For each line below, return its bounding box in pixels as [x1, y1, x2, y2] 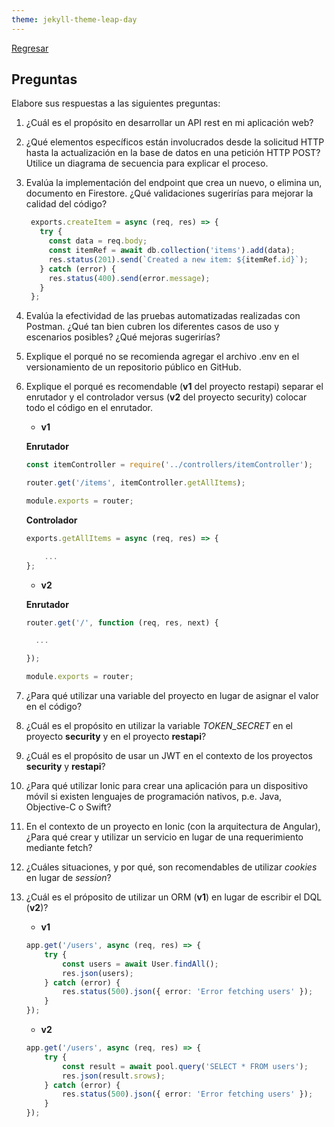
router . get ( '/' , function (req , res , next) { [25, 617, 219, 628]
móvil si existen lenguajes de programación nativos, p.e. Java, [25, 791, 283, 803]
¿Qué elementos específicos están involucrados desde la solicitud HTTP [25, 136, 325, 148]
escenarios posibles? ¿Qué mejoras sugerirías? [25, 331, 221, 343]
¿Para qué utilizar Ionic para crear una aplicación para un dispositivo [25, 780, 309, 792]
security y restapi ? [25, 761, 106, 773]
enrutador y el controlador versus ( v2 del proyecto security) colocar [25, 391, 308, 403]
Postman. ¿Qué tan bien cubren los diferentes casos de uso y [25, 321, 280, 333]
